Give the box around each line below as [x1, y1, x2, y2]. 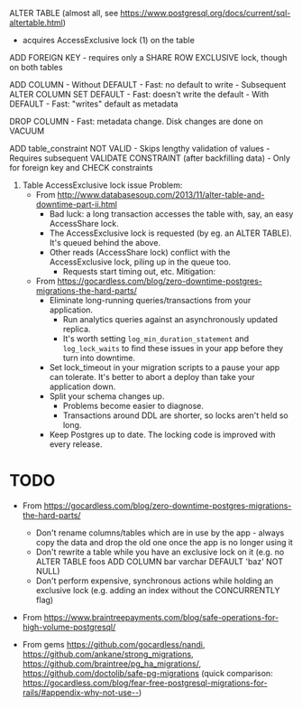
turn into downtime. [62, 352, 136, 363]
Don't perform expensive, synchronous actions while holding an [35, 575, 274, 586]
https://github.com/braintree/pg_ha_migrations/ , [22, 658, 202, 669]
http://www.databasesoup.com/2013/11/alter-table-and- [57, 190, 265, 200]
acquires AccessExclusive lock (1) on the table [22, 35, 196, 45]
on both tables [9, 62, 63, 72]
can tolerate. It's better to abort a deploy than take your [49, 372, 255, 382]
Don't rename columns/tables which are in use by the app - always [35, 527, 285, 538]
